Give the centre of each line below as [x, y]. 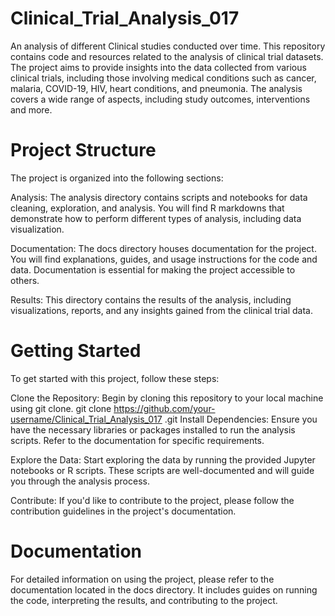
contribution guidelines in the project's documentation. [123, 511]
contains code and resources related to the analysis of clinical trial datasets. [167, 56]
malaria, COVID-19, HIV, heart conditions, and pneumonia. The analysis [156, 88]
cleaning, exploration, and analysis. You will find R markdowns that [147, 208]
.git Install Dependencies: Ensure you [241, 419]
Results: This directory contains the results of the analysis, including [151, 299]
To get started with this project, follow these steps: [115, 378]
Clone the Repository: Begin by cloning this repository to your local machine [167, 398]
